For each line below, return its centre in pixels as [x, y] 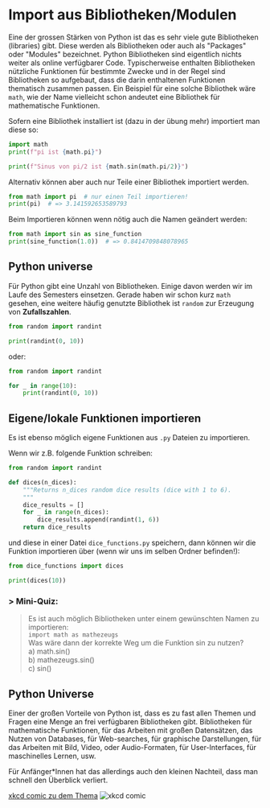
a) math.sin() [49, 651]
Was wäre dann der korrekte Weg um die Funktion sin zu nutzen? [136, 643]
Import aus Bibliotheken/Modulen [123, 15]
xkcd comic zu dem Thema [53, 795]
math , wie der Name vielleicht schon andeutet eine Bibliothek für [114, 97]
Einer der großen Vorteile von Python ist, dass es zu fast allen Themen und [132, 713]
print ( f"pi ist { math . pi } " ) [55, 152]
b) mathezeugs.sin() [61, 660]
